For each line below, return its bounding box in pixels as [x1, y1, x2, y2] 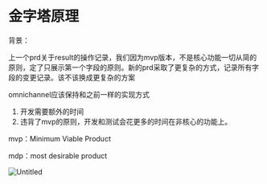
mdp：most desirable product [8, 150, 108, 161]
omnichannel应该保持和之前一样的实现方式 [8, 89, 150, 99]
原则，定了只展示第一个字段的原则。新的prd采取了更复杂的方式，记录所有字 [8, 62, 260, 72]
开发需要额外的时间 [19, 106, 84, 117]
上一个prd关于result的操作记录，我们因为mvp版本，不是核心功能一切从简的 [8, 52, 257, 62]
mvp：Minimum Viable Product [8, 133, 111, 143]
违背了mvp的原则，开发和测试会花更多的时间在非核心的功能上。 [19, 117, 232, 126]
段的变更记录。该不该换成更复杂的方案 [8, 72, 135, 82]
